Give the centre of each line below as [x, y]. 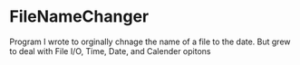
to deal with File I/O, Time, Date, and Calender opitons [110, 51]
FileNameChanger [79, 17]
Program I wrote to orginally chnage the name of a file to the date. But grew [150, 42]
